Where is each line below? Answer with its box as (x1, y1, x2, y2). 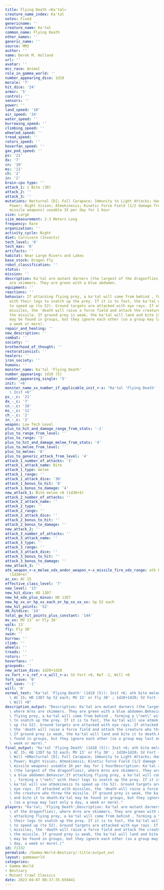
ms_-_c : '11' (5, 408, 32, 413)
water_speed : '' (5, 116, 38, 122)
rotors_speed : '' (5, 139, 41, 145)
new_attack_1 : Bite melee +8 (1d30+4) (5, 490, 84, 495)
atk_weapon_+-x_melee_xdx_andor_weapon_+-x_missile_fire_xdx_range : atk (5, 568, 156, 572)
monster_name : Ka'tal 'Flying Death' (5, 367, 82, 372)
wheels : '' (5, 645, 27, 650)
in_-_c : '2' (5, 417, 29, 422)
